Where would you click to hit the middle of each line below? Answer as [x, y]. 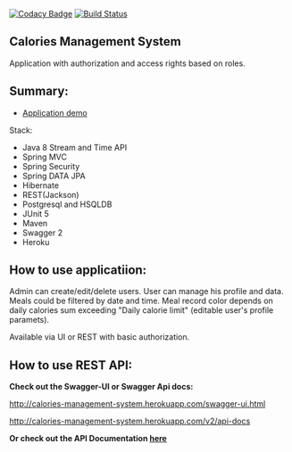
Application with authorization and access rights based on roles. [127, 63]
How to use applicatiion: [78, 271]
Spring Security [51, 166]
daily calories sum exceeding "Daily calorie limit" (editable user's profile [142, 310]
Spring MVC [45, 157]
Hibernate [41, 185]
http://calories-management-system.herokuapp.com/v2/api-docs [130, 421]
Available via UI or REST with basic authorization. [100, 337]
